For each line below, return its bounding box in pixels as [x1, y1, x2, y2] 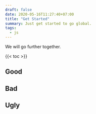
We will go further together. [5, 44, 61, 49]
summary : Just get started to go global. [5, 21, 92, 26]
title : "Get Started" [5, 16, 50, 21]
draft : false [5, 7, 32, 12]
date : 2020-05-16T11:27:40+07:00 [5, 12, 74, 17]
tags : [5, 26, 16, 31]
